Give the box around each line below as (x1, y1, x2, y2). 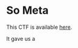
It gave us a (6, 35, 35, 42)
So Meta (6, 4, 49, 17)
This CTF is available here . (6, 23, 73, 31)
